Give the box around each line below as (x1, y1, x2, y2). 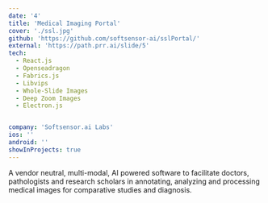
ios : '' (8, 130, 35, 139)
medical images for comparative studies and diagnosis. (8, 184, 192, 194)
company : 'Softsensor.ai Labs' (8, 123, 114, 131)
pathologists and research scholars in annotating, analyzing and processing (8, 176, 261, 186)
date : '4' (8, 11, 42, 20)
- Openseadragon (15, 64, 70, 72)
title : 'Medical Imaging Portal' (8, 19, 121, 27)
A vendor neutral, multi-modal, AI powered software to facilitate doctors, (8, 168, 249, 177)
